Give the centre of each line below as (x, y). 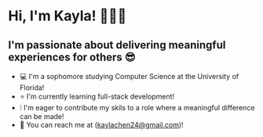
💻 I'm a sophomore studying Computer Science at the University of (129, 76)
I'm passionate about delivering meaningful (117, 45)
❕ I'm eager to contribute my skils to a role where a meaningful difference (137, 108)
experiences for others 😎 (72, 57)
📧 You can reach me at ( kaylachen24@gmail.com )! (101, 125)
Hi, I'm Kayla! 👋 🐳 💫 (68, 16)
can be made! (42, 116)
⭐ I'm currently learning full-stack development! (97, 96)
